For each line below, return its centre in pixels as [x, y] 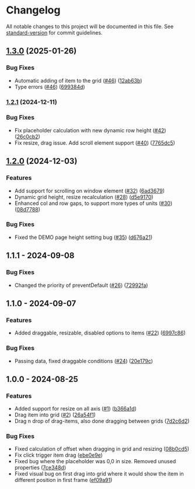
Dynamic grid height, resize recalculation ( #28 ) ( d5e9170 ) [84, 197]
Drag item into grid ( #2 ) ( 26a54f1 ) [55, 415]
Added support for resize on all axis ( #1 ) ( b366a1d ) [75, 409]
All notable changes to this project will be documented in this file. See [90, 26]
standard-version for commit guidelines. [54, 32]
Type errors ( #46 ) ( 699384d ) [50, 87]
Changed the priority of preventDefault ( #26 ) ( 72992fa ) [81, 285]
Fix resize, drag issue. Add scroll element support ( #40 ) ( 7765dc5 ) [95, 143]
